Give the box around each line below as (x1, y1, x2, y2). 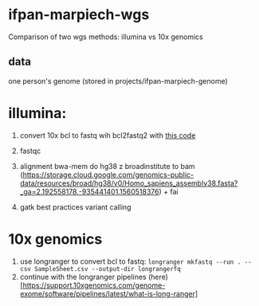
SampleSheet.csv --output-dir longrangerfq (34, 265, 181, 273)
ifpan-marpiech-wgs (8, 6, 150, 24)
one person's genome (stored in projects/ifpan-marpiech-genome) (8, 76, 229, 85)
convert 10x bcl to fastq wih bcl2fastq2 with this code (19, 130, 196, 140)
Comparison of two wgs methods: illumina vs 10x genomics (8, 32, 203, 41)
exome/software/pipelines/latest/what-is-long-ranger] (19, 288, 198, 298)
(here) (147, 272, 169, 281)
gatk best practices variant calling (19, 202, 131, 212)
